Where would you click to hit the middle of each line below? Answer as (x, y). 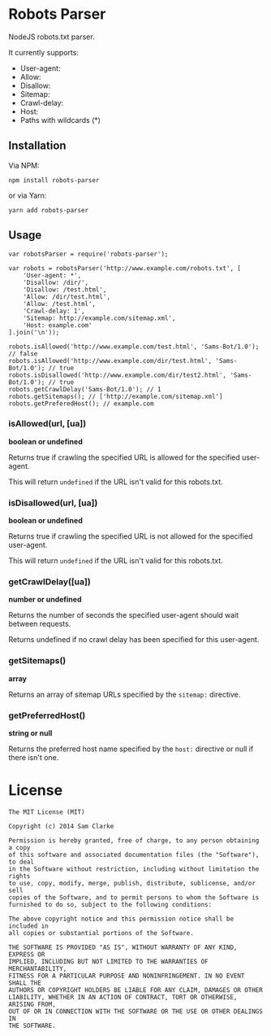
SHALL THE (25, 983)
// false (23, 354)
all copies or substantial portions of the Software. (101, 933)
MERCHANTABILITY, (38, 968)
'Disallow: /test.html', (65, 290)
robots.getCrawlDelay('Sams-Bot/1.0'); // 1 (85, 389)
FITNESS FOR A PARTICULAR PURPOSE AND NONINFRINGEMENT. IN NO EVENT (127, 976)
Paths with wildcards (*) (60, 120)
